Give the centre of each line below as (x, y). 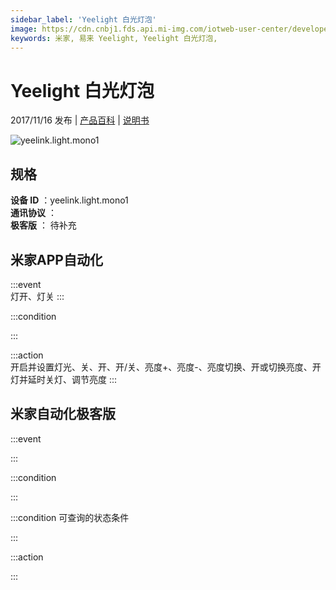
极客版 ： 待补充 (43, 225)
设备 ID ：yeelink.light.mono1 (69, 200)
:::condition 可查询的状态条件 (70, 517)
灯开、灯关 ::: (37, 296)
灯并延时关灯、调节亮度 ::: (64, 379)
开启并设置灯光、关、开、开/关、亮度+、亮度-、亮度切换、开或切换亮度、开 (166, 367)
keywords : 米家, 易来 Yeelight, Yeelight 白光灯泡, (114, 38)
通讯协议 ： (33, 213)
